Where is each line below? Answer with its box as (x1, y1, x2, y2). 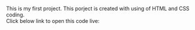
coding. (6, 11, 25, 18)
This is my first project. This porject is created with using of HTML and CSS (6, 5, 190, 12)
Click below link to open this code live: (6, 18, 100, 24)
